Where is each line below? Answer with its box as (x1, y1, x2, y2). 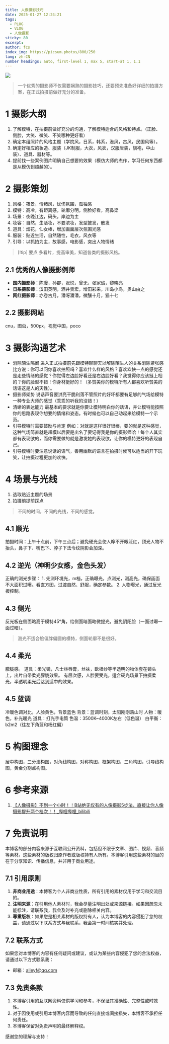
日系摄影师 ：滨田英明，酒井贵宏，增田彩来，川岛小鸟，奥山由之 (12, 286, 145, 292)
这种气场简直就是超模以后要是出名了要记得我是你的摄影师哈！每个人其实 (12, 429, 162, 435)
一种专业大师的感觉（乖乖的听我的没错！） (12, 397, 101, 404)
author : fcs (5, 45, 30, 50)
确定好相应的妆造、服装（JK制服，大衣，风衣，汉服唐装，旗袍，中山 (12, 145, 155, 151)
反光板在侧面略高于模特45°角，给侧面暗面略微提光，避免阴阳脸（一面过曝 (5, 618, 158, 624)
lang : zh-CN (5, 54, 30, 59)
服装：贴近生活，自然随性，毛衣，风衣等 (12, 232, 97, 238)
